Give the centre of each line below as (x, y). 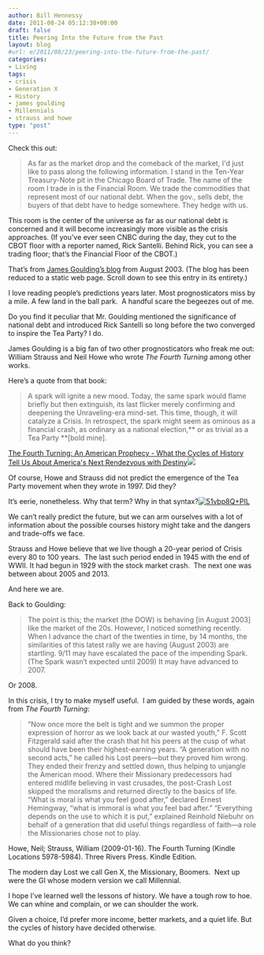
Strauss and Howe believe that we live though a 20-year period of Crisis (125, 548)
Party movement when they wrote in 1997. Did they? (92, 486)
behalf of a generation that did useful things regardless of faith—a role (142, 824)
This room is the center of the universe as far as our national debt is (118, 220)
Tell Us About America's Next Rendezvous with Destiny (98, 462)
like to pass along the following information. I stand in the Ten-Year (136, 171)
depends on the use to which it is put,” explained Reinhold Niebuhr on (141, 816)
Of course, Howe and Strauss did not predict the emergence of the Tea (123, 477)
